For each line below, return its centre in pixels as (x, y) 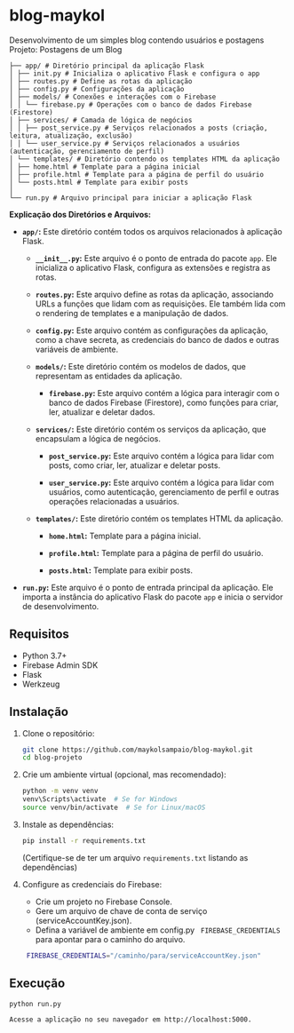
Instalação (39, 712)
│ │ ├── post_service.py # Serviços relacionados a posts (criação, (139, 128)
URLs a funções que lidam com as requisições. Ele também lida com (160, 304)
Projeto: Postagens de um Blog (66, 49)
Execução (37, 984)
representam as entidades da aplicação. (109, 376)
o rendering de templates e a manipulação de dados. (132, 313)
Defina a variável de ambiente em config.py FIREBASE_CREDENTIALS (158, 930)
